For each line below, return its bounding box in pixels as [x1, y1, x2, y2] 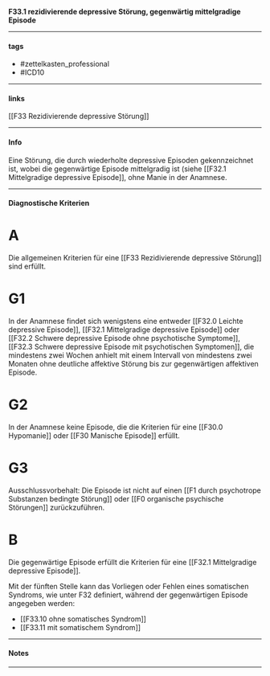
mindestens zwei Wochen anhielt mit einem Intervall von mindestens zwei [8, 350, 252, 360]
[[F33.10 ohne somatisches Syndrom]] [19, 614, 147, 624]
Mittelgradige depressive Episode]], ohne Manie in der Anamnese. [8, 172, 227, 182]
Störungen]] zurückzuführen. [8, 502, 105, 512]
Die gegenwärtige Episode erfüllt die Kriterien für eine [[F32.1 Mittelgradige [8, 557, 257, 567]
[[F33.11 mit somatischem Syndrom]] [19, 622, 141, 632]
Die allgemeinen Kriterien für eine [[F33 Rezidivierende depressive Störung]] [8, 253, 262, 263]
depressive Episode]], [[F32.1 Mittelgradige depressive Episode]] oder [8, 325, 240, 334]
